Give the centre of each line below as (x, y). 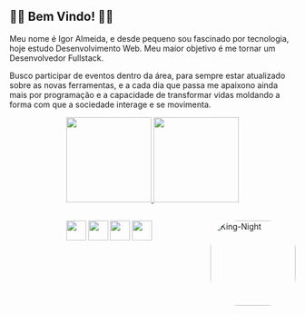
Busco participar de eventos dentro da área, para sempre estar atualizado (148, 75)
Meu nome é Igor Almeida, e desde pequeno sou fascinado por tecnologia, (149, 38)
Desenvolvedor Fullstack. (57, 58)
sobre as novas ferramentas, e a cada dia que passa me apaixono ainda (144, 85)
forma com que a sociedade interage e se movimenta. (110, 104)
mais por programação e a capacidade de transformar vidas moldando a (145, 94)
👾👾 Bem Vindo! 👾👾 (62, 17)
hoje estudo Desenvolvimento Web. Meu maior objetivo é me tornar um (143, 48)
